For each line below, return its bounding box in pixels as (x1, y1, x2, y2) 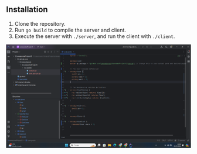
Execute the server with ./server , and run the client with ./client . (14, 32, 175, 40)
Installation (6, 5, 48, 15)
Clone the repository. (14, 20, 66, 27)
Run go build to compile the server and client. (14, 26, 126, 33)
